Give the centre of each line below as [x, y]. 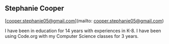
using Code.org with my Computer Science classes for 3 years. [72, 36]
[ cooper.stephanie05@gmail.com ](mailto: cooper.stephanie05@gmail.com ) [84, 20]
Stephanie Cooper [35, 8]
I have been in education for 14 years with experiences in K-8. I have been [83, 31]
